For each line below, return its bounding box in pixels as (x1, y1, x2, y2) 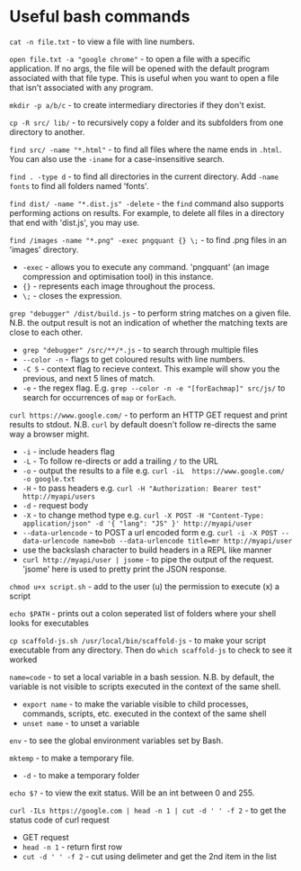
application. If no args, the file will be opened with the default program (9, 63, 270, 74)
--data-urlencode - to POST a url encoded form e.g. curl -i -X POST (22, 526, 278, 537)
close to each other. (9, 327, 84, 337)
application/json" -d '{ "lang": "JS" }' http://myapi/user (22, 519, 252, 528)
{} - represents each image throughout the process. (22, 281, 216, 292)
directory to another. (9, 126, 85, 137)
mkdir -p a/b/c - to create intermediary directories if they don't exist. (9, 99, 267, 110)
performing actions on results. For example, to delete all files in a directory (9, 207, 285, 218)
